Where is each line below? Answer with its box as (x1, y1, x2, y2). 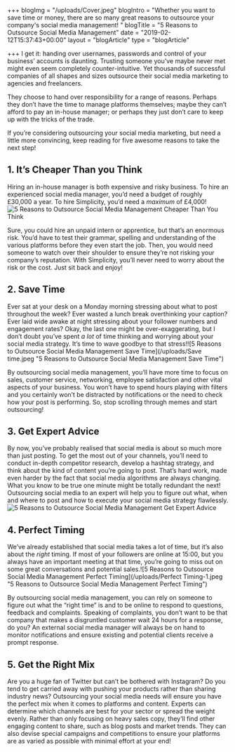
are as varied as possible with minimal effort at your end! (7, 737, 171, 746)
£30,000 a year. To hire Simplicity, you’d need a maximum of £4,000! (7, 197, 207, 206)
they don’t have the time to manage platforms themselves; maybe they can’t (7, 100, 227, 108)
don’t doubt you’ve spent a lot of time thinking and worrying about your (7, 332, 214, 340)
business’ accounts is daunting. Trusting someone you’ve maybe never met (7, 57, 226, 65)
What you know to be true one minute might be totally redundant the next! (7, 481, 221, 490)
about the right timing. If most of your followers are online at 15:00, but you (7, 550, 223, 558)
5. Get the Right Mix (7, 659, 95, 671)
